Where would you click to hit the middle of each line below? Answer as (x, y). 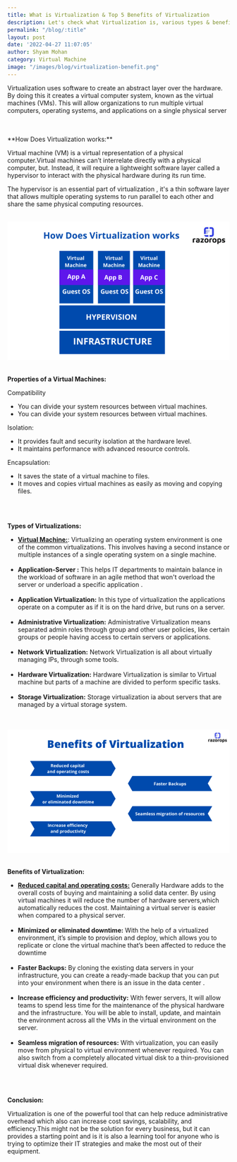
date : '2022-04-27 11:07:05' (50, 45)
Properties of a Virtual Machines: (57, 379)
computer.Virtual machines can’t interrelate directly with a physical (104, 160)
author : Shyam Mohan (38, 52)
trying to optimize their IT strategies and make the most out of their (105, 1144)
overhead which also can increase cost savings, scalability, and (100, 1121)
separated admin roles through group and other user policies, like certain (123, 629)
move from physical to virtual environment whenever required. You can (121, 1050)
